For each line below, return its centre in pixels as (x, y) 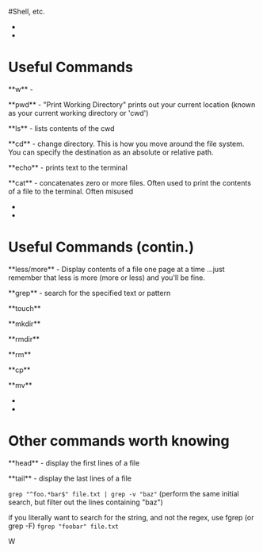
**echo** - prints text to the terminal (68, 167)
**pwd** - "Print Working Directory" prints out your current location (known (132, 104)
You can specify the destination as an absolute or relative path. (111, 152)
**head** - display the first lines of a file (74, 462)
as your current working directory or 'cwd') (78, 113)
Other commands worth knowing (119, 441)
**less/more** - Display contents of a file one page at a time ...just (116, 269)
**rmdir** (24, 339)
